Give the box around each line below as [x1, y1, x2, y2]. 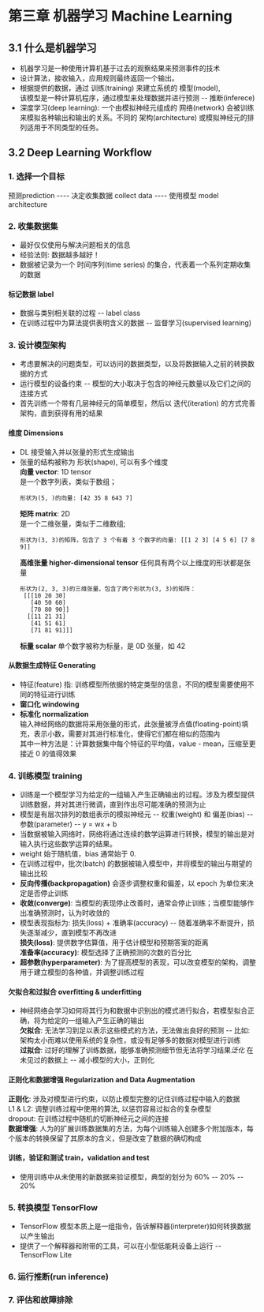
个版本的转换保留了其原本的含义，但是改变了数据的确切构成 [8, 1134, 202, 1143]
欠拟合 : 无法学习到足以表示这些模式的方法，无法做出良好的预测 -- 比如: [19, 1025, 251, 1035]
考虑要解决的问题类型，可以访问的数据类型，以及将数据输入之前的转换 [19, 359, 248, 369]
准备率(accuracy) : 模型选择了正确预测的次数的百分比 [19, 948, 191, 958]
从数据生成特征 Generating [8, 661, 96, 670]
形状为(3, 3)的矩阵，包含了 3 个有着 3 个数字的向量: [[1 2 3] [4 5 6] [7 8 [19, 536, 255, 544]
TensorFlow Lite [19, 1250, 73, 1260]
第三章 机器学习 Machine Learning [8, 7, 232, 25]
